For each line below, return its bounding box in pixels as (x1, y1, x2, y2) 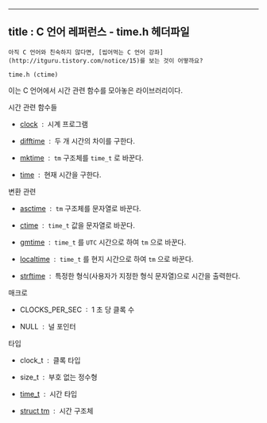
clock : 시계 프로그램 (19, 119, 89, 129)
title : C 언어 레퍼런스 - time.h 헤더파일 (8, 25, 190, 39)
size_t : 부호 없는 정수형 (19, 372, 98, 382)
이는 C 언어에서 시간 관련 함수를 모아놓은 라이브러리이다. (8, 85, 183, 95)
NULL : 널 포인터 (19, 321, 76, 331)
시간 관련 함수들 (8, 102, 58, 112)
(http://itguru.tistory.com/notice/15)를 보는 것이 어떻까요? (8, 56, 203, 64)
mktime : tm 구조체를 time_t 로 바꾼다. (19, 152, 145, 163)
